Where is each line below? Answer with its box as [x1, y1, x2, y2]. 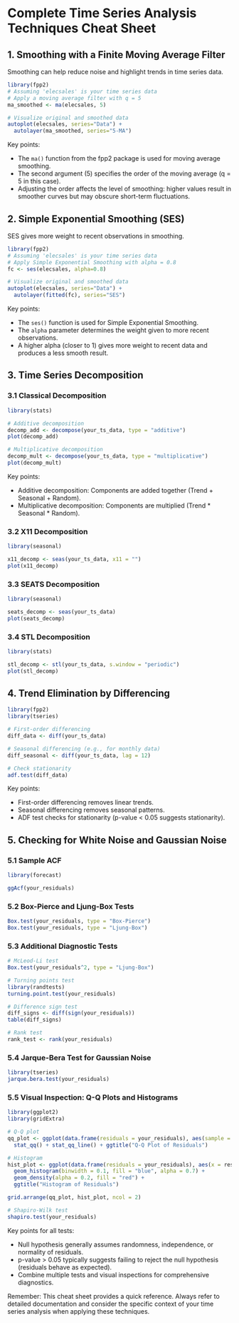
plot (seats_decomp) [7, 615, 65, 622]
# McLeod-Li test [7, 957, 59, 965]
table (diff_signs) [7, 1016, 62, 1024]
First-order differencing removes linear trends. [17, 798, 154, 807]
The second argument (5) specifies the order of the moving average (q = [17, 169, 231, 178]
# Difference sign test [7, 1003, 78, 1010]
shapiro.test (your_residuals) [7, 1213, 97, 1220]
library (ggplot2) [7, 1109, 59, 1116]
